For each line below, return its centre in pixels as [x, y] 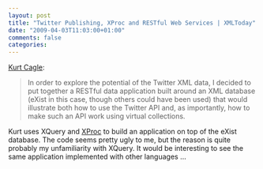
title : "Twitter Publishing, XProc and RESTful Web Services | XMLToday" [132, 23]
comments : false [35, 38]
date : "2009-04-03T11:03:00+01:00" [67, 30]
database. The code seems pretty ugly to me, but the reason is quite [120, 140]
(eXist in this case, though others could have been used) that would [137, 100]
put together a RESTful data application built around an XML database [141, 91]
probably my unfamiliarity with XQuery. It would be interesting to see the [126, 148]
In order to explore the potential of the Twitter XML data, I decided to [139, 83]
